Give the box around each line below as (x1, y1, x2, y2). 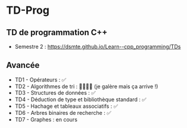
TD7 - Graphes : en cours (14, 115, 77, 123)
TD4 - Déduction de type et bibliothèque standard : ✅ (14, 96, 147, 103)
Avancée (6, 60, 40, 70)
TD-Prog (6, 4, 49, 17)
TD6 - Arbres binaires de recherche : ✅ (14, 109, 111, 116)
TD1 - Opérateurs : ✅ (14, 76, 67, 83)
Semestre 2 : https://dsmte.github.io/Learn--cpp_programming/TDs (14, 43, 181, 50)
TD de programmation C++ (6, 27, 108, 38)
